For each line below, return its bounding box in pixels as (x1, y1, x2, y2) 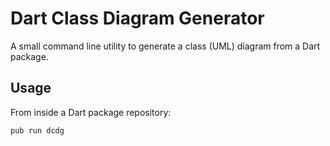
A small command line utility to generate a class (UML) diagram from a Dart (10, 40, 321, 52)
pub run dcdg (10, 125, 65, 136)
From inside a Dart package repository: (10, 106, 172, 118)
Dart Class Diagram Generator (10, 7, 265, 30)
